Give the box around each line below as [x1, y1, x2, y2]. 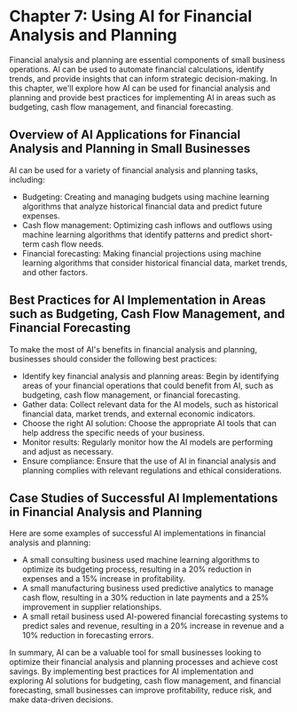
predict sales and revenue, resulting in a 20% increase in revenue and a [21, 621, 285, 631]
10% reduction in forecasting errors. [21, 630, 154, 641]
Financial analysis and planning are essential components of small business [9, 54, 285, 65]
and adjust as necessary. [21, 446, 113, 456]
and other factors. [21, 266, 89, 277]
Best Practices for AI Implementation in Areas [9, 293, 266, 308]
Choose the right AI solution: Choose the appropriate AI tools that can [21, 417, 277, 428]
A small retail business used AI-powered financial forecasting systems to [21, 611, 288, 622]
